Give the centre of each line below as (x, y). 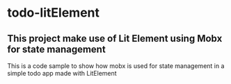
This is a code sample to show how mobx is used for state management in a (116, 66)
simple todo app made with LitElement (62, 73)
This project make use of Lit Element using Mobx (115, 39)
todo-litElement (53, 13)
